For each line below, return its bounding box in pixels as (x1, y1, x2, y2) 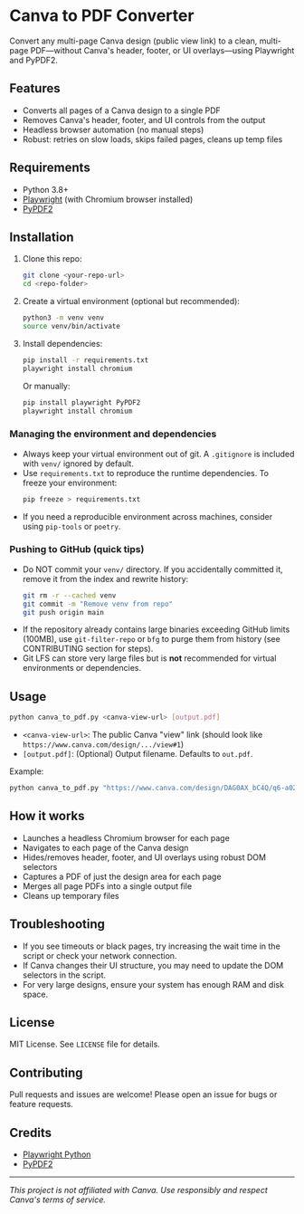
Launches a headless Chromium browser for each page (22, 832, 231, 843)
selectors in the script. (22, 970, 107, 980)
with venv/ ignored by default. (22, 458, 134, 469)
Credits (9, 1124, 52, 1141)
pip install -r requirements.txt (22, 355, 149, 365)
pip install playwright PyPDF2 (22, 397, 141, 407)
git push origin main (22, 607, 104, 617)
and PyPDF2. (9, 54, 59, 65)
